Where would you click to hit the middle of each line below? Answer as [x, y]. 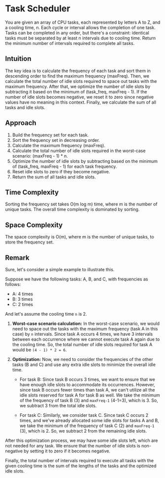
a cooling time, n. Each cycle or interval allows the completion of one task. [81, 27]
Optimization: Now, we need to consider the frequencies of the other [83, 359]
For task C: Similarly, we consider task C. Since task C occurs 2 [84, 415]
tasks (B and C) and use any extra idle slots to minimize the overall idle [84, 364]
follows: [13, 284]
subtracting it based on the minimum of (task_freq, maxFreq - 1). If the [76, 91]
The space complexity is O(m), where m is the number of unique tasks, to [80, 237]
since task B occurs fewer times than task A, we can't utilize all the [87, 390]
